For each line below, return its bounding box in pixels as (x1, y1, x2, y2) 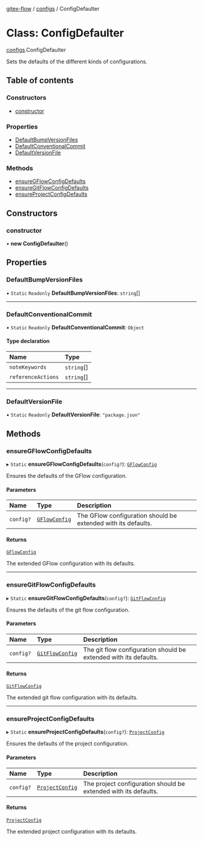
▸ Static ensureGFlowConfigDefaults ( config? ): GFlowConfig (6, 460, 157, 468)
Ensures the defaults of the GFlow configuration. (6, 472, 127, 480)
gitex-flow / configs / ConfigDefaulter (6, 5, 100, 12)
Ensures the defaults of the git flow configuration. (6, 606, 130, 613)
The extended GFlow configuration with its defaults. (6, 560, 135, 567)
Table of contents (6, 76, 74, 86)
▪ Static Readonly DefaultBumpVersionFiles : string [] (6, 289, 141, 297)
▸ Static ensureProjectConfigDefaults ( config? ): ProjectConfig (6, 728, 165, 736)
